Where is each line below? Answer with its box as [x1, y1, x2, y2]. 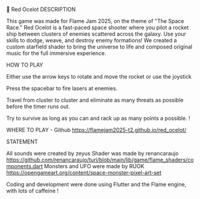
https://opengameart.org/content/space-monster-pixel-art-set [6, 169, 162, 176]
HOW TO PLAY [6, 61, 44, 68]
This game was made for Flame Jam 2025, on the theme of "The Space [6, 18, 184, 24]
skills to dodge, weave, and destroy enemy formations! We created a [6, 37, 177, 44]
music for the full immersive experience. [6, 50, 107, 57]
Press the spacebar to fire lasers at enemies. [6, 85, 118, 92]
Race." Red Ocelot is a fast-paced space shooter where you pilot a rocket [6, 24, 189, 31]
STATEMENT [6, 138, 38, 145]
